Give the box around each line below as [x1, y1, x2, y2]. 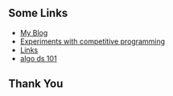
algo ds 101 [19, 53, 58, 63]
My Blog [19, 27, 48, 37]
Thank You [8, 77, 64, 91]
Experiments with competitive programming [19, 36, 166, 46]
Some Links [8, 6, 68, 20]
